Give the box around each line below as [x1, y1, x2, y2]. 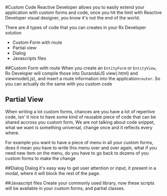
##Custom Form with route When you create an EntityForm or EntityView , [5, 65, 157, 71]
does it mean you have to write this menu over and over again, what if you [5, 145, 157, 151]
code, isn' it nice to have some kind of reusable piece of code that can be [5, 114, 156, 120]
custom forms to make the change [5, 155, 76, 161]
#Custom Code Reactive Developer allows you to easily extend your [5, 4, 145, 10]
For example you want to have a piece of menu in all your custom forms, [5, 139, 154, 145]
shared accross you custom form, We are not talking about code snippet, [5, 119, 155, 125]
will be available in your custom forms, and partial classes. [5, 185, 125, 191]
